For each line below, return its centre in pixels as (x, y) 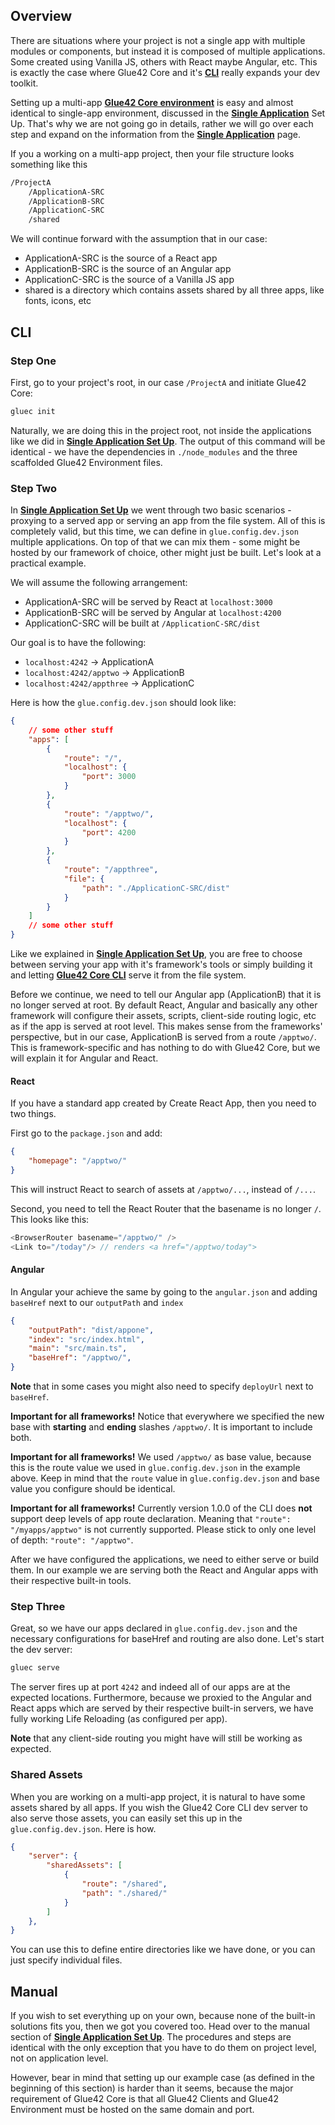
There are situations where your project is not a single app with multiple (158, 40)
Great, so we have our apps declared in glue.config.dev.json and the (154, 1628)
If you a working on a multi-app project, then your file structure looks (152, 153)
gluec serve (35, 1668)
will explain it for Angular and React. (84, 1058)
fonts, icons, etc (58, 301)
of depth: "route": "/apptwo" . (72, 1540)
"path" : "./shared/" (124, 1893)
